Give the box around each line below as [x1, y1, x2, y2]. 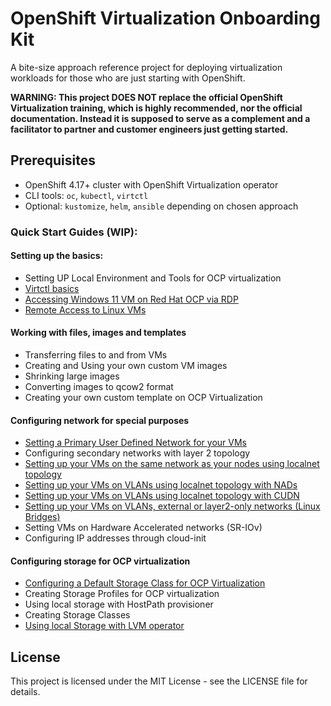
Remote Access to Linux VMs [24, 303, 147, 316]
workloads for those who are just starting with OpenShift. [10, 72, 246, 84]
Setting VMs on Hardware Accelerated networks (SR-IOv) [24, 522, 263, 534]
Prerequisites [10, 152, 96, 169]
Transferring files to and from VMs [24, 349, 168, 361]
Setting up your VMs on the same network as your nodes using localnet [24, 458, 320, 470]
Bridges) [24, 511, 61, 523]
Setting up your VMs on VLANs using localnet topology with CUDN [24, 490, 300, 502]
